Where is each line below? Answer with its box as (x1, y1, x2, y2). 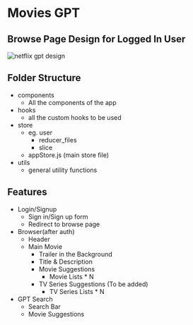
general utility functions (28, 166, 98, 174)
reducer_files (38, 135, 77, 144)
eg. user (28, 128, 53, 137)
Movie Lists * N (49, 272, 94, 281)
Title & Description (38, 257, 93, 266)
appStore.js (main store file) (28, 150, 110, 159)
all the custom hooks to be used (28, 113, 122, 121)
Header (28, 235, 51, 243)
